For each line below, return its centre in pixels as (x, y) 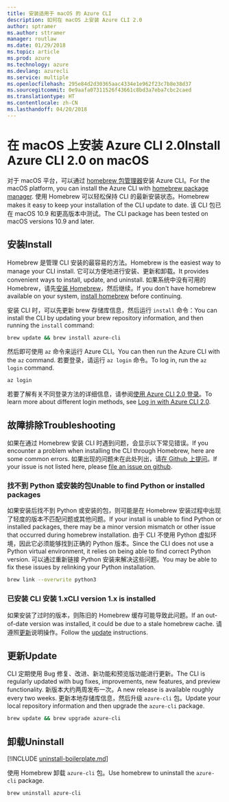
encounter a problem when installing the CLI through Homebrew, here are (111, 451)
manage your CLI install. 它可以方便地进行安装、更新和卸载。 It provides (108, 271)
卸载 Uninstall (36, 742)
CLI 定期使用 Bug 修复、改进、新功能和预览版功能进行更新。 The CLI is (106, 673)
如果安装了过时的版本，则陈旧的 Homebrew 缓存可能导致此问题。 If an (106, 615)
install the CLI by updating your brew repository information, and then (105, 318)
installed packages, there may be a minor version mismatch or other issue (111, 527)
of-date (18, 623)
